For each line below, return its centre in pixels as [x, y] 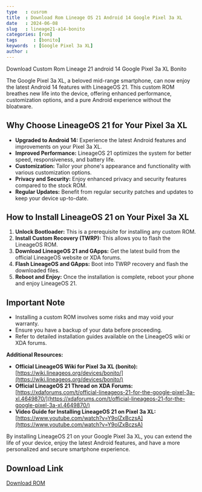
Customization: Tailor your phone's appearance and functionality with [103, 166]
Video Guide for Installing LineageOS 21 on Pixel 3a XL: [85, 412]
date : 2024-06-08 [32, 23]
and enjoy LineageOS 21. [46, 284]
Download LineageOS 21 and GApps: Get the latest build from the [97, 251]
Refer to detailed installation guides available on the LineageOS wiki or [103, 337]
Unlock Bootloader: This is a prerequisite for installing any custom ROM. [106, 232]
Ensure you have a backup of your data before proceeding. [89, 330]
